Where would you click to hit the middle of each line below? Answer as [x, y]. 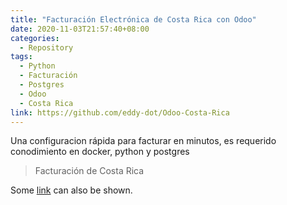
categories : [35, 38]
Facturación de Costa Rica [89, 171]
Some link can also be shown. [71, 190]
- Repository [46, 47]
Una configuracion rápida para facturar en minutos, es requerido [143, 141]
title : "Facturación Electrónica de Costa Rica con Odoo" [133, 19]
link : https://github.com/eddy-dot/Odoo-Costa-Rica [120, 112]
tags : [21, 57]
